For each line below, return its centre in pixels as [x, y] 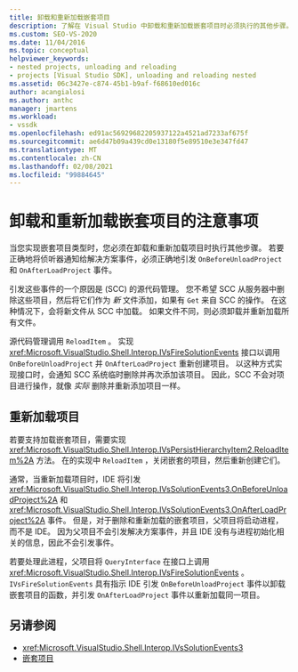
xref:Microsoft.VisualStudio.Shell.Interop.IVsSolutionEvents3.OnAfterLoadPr [148, 510]
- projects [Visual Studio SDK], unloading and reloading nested [133, 76]
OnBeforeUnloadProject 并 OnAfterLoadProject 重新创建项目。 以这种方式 [142, 364]
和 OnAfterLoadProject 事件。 [63, 270]
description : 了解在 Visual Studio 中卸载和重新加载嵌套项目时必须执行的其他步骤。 [151, 26]
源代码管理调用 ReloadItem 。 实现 [72, 341]
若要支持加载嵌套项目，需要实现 [68, 440]
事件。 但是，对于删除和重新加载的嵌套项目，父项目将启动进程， [165, 520]
